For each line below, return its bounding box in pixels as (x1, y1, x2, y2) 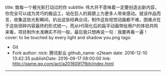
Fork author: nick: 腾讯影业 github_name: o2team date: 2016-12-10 (12, 50, 148, 56)
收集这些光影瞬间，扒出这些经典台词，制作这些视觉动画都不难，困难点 (13, 17, 157, 22)
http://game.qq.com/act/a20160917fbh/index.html (12, 61, 114, 67)
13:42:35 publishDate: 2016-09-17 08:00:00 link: (12, 56, 111, 61)
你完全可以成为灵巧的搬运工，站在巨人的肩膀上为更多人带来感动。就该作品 (5, 10, 157, 16)
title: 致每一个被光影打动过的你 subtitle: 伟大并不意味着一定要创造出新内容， (5, 4, 160, 10)
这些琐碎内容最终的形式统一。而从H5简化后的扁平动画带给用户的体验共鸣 (9, 23, 158, 29)
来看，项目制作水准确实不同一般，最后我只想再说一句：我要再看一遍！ (5, 29, 148, 35)
